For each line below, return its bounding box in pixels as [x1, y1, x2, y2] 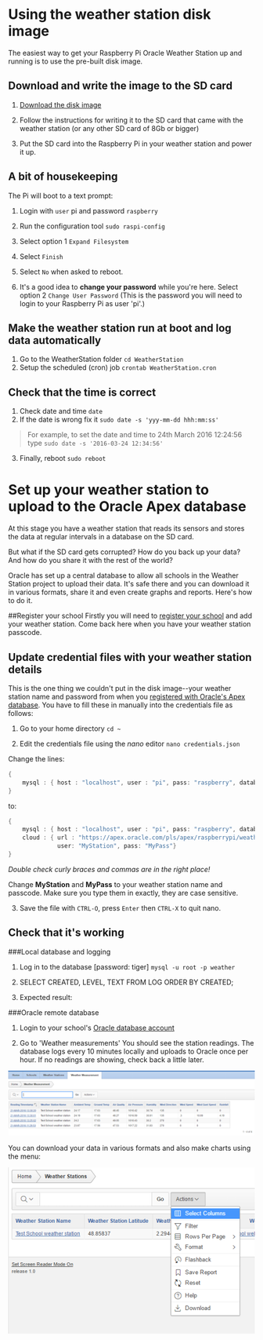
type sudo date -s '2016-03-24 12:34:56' [27, 438, 164, 448]
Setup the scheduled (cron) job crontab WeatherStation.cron [19, 363, 217, 372]
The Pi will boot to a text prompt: [8, 191, 113, 200]
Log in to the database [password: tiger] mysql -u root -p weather [19, 962, 236, 971]
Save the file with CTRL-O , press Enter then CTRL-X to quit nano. [19, 903, 222, 912]
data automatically [8, 334, 102, 347]
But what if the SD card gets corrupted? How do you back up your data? [8, 547, 241, 557]
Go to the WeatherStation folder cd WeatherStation [19, 355, 184, 364]
